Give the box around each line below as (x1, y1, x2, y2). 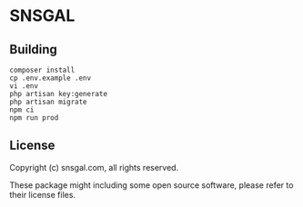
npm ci (9, 105, 35, 114)
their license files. (9, 189, 76, 200)
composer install (9, 65, 76, 74)
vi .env (9, 82, 39, 91)
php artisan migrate (9, 97, 88, 106)
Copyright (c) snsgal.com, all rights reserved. (9, 162, 179, 172)
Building (9, 42, 57, 57)
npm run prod (9, 113, 59, 123)
